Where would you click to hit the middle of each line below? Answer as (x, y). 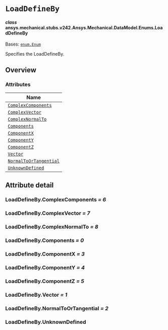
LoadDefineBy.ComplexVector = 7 (48, 213)
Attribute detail (30, 185)
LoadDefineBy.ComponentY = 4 (45, 267)
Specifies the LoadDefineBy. (35, 54)
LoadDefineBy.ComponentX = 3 (45, 254)
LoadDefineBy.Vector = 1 (36, 295)
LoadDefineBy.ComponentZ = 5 (45, 281)
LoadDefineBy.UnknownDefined (46, 322)
